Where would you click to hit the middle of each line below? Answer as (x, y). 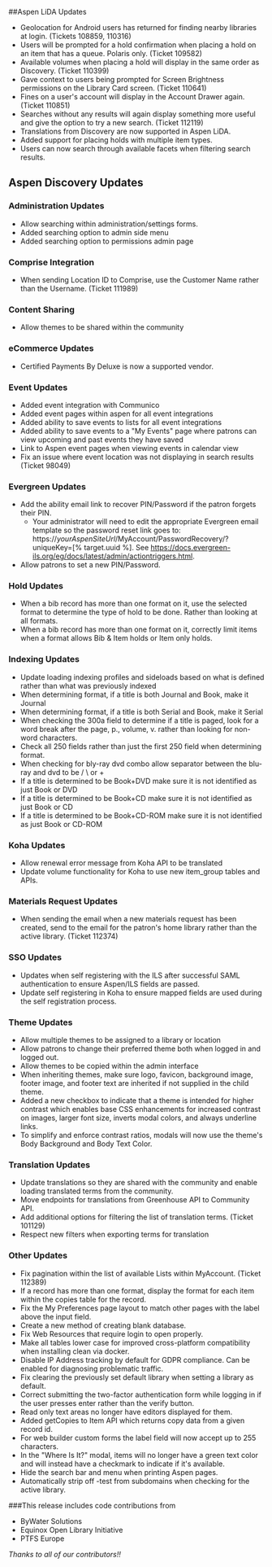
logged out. (39, 1057)
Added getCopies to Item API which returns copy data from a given (132, 1420)
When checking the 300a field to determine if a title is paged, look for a (139, 720)
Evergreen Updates (47, 486)
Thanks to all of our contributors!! (65, 1554)
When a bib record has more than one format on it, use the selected (134, 604)
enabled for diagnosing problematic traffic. (92, 1368)
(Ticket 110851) (45, 105)
